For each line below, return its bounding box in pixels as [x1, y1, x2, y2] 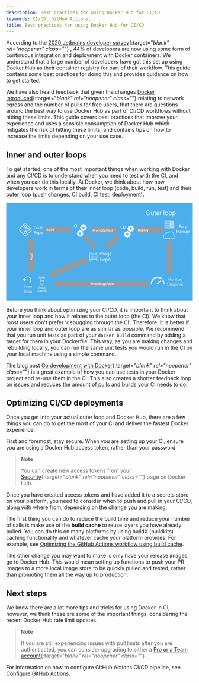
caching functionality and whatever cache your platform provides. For [6, 535, 176, 542]
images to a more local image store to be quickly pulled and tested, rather [6, 565, 186, 572]
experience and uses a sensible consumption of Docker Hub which [6, 120, 170, 127]
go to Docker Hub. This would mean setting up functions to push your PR [6, 558, 185, 565]
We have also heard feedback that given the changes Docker [6, 88, 155, 96]
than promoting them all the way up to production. [6, 571, 129, 578]
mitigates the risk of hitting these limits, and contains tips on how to [6, 127, 171, 134]
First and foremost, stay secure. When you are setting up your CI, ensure [6, 438, 184, 445]
